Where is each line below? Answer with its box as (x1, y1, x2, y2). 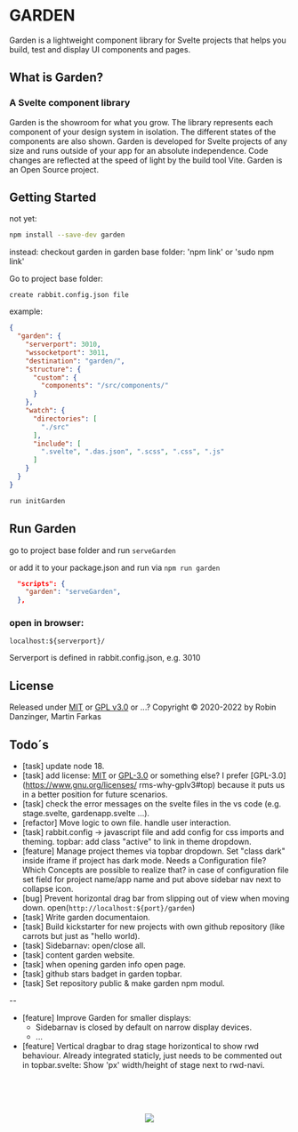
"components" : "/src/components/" (41, 381, 169, 390)
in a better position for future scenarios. (21, 789, 168, 800)
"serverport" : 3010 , (25, 340, 101, 349)
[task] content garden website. (21, 950, 135, 960)
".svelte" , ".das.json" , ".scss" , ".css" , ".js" (41, 447, 225, 456)
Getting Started (9, 190, 97, 205)
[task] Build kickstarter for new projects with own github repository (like (21, 921, 286, 932)
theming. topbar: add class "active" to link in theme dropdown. (21, 837, 252, 847)
